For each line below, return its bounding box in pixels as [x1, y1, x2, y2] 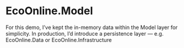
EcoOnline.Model [5, 4, 93, 18]
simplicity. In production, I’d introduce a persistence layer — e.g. [5, 30, 164, 37]
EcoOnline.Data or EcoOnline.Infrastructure [5, 36, 112, 43]
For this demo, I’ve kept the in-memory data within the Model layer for [5, 24, 178, 31]
